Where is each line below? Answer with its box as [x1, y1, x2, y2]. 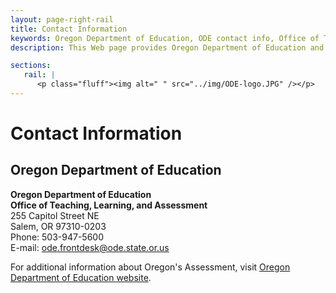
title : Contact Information [10, 24, 128, 34]
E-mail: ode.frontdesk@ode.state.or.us [10, 241, 170, 253]
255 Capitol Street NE [10, 209, 100, 221]
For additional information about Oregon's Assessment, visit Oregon [10, 261, 291, 273]
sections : [10, 61, 52, 71]
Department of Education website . [10, 271, 152, 283]
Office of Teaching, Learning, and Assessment [10, 199, 208, 211]
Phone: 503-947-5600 [10, 231, 104, 243]
